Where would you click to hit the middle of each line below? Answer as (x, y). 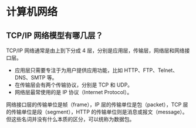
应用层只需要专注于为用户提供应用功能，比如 (69, 70)
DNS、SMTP (30, 77)
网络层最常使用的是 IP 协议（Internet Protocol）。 (73, 92)
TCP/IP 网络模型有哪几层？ (55, 35)
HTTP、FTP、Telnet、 (151, 70)
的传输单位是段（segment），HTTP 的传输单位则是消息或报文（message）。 (97, 112)
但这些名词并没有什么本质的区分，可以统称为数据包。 (70, 119)
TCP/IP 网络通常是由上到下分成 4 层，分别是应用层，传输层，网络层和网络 (95, 51)
